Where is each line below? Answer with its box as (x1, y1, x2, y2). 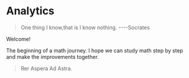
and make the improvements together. (6, 53, 99, 60)
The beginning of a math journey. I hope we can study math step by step (6, 46, 184, 54)
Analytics (6, 4, 55, 18)
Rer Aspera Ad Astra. (20, 64, 72, 72)
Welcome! (6, 35, 31, 42)
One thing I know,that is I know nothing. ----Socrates (20, 24, 150, 31)
